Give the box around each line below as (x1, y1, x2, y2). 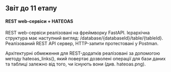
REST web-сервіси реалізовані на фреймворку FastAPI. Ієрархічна (5, 29, 150, 35)
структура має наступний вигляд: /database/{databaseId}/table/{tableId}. (5, 35, 163, 41)
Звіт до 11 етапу (5, 4, 57, 13)
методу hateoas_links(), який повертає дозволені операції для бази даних (5, 55, 166, 61)
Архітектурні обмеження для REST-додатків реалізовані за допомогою (5, 50, 160, 56)
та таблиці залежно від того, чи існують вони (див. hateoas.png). (5, 61, 146, 67)
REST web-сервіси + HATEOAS (5, 18, 74, 24)
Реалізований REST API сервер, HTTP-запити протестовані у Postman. (5, 40, 159, 46)
